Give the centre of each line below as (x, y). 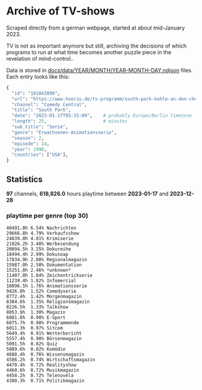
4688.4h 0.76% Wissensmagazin (45, 354)
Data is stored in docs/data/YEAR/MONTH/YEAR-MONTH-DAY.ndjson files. (99, 70)
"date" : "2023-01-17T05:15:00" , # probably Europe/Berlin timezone (102, 116)
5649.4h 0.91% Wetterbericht (44, 333)
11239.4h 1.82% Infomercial (41, 281)
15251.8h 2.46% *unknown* (38, 270)
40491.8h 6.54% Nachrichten (41, 228)
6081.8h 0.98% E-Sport (36, 318)
